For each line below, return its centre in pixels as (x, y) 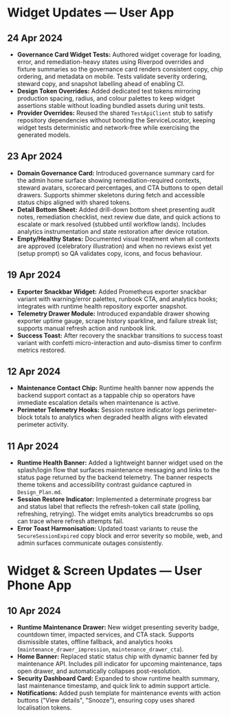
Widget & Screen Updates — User (105, 571)
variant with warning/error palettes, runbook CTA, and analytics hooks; (117, 299)
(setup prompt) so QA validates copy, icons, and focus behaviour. (110, 253)
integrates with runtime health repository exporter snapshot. (102, 306)
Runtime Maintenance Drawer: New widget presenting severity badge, (118, 628)
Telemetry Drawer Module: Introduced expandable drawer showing (113, 313)
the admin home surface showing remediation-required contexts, (109, 180)
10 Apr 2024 (34, 611)
